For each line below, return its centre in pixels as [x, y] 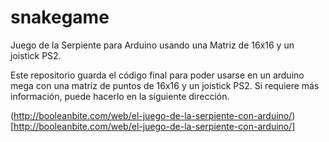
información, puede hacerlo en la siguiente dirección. [120, 96]
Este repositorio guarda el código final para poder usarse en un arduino [157, 75]
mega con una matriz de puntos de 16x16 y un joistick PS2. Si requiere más [165, 85]
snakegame [60, 17]
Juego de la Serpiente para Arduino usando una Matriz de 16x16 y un [152, 45]
